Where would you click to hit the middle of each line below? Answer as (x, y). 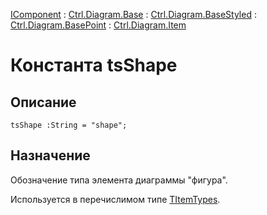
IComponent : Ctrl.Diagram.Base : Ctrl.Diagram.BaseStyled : (133, 14)
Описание (43, 102)
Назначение (50, 155)
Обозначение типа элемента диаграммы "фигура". (119, 180)
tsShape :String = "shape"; (69, 125)
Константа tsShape (94, 65)
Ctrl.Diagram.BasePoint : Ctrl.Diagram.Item (98, 25)
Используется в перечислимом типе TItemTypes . (115, 199)
